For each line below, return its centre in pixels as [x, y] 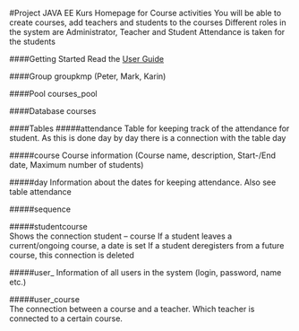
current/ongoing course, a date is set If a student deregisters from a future [147, 245]
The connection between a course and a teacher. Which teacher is [132, 309]
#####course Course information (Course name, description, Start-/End [142, 155]
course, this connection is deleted [72, 255]
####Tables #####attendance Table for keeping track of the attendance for [149, 128]
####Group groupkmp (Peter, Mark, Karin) [88, 76]
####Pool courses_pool [53, 94]
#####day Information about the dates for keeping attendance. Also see [143, 182]
